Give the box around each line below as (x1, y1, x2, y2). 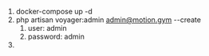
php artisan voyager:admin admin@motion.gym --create (15, 15, 202, 24)
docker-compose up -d (15, 7, 93, 16)
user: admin (27, 24, 68, 32)
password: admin (27, 32, 85, 41)
